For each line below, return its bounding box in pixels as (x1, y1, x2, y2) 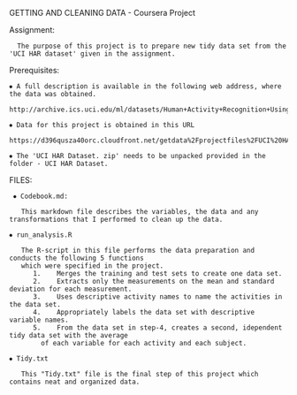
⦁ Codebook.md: (12, 192, 69, 201)
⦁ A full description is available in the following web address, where (9, 82, 282, 91)
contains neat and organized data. (9, 377, 141, 386)
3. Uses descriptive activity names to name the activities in (32, 292, 283, 301)
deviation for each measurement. (9, 285, 133, 293)
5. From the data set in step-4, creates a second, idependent (32, 323, 283, 332)
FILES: (9, 175, 33, 185)
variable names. (9, 315, 69, 324)
